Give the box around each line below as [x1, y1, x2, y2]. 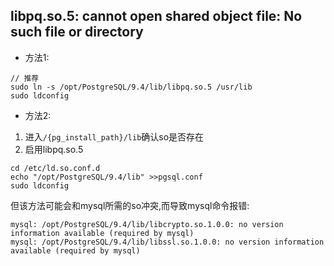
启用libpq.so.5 [24, 143, 84, 155]
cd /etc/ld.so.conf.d [10, 163, 101, 173]
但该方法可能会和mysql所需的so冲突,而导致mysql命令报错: [10, 199, 250, 211]
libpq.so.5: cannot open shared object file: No [10, 8, 303, 25]
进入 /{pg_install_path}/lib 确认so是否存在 [24, 130, 205, 143]
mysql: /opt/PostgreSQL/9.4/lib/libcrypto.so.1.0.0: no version [10, 219, 284, 229]
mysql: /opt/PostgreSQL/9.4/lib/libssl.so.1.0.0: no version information [10, 237, 325, 247]
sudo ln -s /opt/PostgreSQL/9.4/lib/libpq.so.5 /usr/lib [10, 82, 253, 92]
